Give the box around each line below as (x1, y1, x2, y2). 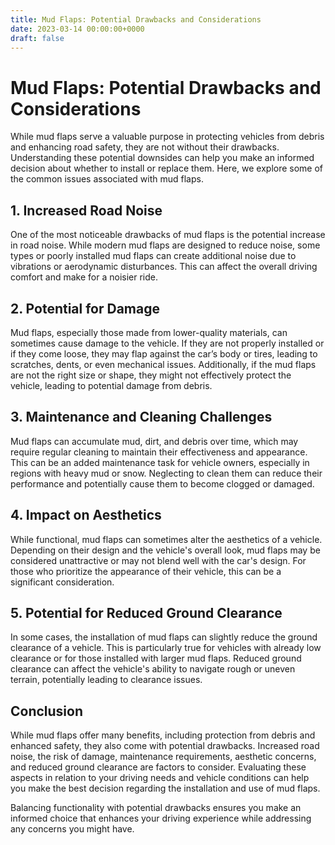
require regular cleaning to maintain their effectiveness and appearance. (10, 446, 308, 458)
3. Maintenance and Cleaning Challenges (10, 409, 273, 426)
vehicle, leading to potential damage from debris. (10, 379, 213, 391)
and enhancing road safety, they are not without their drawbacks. (10, 141, 280, 153)
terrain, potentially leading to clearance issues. (10, 674, 203, 686)
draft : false (10, 33, 65, 43)
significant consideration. (10, 576, 115, 588)
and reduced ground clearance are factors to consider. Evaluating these (10, 761, 307, 773)
